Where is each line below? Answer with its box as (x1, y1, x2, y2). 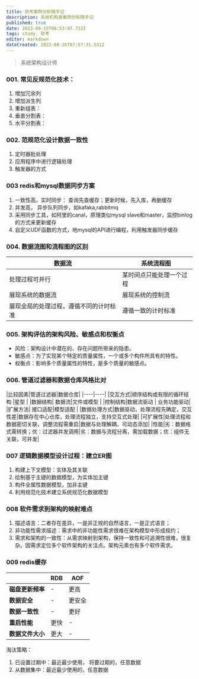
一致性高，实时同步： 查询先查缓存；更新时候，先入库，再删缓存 (14, 196, 172, 203)
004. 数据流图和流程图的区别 (6, 242, 89, 250)
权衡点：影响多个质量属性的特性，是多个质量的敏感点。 (14, 360, 150, 367)
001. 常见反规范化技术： (6, 75, 75, 83)
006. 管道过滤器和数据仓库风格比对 (6, 376, 107, 384)
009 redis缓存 (6, 558, 47, 567)
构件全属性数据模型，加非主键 (14, 481, 88, 488)
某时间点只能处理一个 (122, 271, 182, 279)
